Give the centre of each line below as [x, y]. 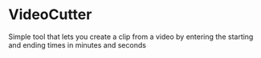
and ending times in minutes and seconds [77, 44]
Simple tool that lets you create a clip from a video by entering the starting [131, 37]
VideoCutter [50, 15]
